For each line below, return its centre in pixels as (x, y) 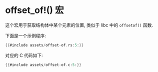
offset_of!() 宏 (34, 10)
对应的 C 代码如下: (24, 55)
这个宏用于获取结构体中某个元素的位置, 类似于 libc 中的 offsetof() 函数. (79, 25)
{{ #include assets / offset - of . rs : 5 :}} (44, 45)
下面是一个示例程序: (26, 35)
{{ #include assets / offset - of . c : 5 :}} (43, 65)
